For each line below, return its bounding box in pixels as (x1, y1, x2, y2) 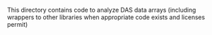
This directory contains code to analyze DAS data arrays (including (7, 6, 197, 14)
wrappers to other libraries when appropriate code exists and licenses (7, 13, 205, 21)
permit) (7, 21, 28, 28)
